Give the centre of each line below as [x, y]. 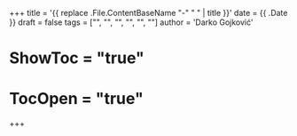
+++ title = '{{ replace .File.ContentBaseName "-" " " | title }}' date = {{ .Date [148, 13]
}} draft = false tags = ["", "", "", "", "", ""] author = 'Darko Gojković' [131, 22]
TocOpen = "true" [76, 99]
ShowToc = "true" [77, 58]
